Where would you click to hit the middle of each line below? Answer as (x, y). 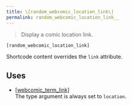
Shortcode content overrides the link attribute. (64, 57)
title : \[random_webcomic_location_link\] (60, 12)
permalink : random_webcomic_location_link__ (63, 17)
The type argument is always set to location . (71, 96)
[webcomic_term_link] (42, 90)
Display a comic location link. (57, 34)
